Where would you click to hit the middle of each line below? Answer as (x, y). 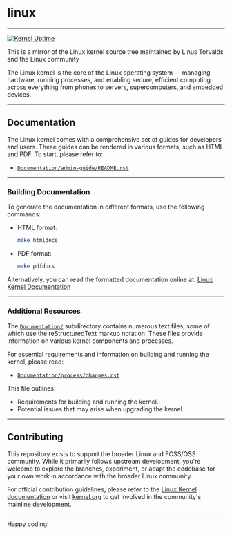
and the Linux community (43, 59)
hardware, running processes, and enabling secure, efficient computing (109, 79)
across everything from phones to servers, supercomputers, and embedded (115, 87)
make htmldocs (37, 241)
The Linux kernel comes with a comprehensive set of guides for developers (115, 139)
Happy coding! (28, 524)
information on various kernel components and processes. (90, 341)
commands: (24, 214)
